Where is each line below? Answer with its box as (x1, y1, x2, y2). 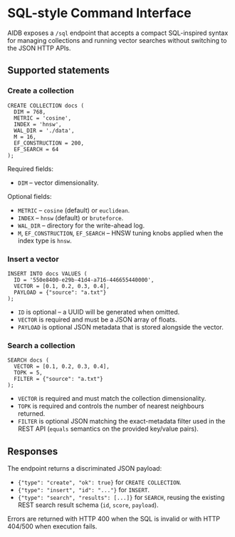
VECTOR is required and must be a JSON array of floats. (17, 315, 177, 324)
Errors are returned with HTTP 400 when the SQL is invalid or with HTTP (7, 515, 221, 523)
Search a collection (7, 340, 75, 350)
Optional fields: (7, 192, 52, 200)
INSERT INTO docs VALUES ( (7, 270, 88, 277)
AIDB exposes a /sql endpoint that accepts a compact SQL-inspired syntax (7, 29, 229, 37)
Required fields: (7, 164, 54, 173)
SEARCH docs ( (7, 357, 50, 364)
